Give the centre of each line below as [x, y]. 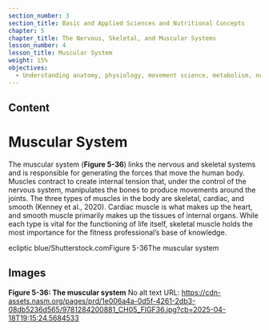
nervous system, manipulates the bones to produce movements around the [132, 190]
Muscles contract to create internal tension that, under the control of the [127, 181]
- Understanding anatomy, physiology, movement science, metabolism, [134, 75]
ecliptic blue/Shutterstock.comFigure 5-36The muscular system [114, 247]
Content [29, 108]
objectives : [28, 68]
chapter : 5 [26, 30]
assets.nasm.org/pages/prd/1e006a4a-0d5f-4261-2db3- [102, 300]
